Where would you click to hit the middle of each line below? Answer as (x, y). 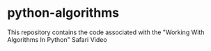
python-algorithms (63, 13)
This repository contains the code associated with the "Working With (106, 32)
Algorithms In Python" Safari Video (57, 39)
